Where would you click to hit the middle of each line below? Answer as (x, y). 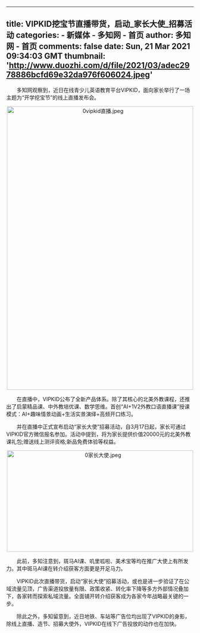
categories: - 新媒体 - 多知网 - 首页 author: (95, 36)
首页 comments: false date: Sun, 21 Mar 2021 (106, 46)
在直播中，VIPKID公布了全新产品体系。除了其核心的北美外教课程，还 (101, 399)
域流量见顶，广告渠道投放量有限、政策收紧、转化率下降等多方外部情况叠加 (97, 588)
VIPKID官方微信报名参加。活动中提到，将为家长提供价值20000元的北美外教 (99, 434)
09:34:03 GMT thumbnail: (56, 56)
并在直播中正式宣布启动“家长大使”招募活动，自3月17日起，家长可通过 (101, 426)
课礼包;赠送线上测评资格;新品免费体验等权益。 (61, 441)
